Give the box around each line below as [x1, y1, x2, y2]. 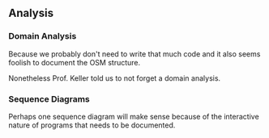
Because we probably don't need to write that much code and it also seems [8, 48, 261, 59]
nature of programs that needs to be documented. [8, 120, 176, 130]
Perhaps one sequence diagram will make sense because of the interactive [8, 111, 259, 121]
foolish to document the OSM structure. [8, 57, 141, 67]
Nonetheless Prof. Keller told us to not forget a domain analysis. [8, 73, 221, 83]
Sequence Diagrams [8, 93, 91, 104]
